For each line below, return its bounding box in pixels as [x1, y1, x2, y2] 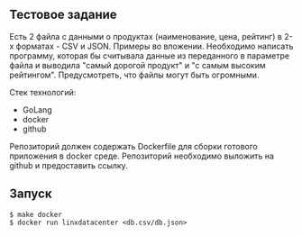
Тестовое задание [9, 7, 117, 23]
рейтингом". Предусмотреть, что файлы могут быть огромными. [9, 69, 260, 80]
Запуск [9, 186, 52, 202]
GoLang [22, 104, 52, 115]
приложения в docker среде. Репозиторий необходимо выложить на [9, 150, 275, 161]
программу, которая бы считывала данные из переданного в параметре [9, 50, 290, 61]
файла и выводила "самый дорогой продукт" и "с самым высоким [9, 59, 266, 70]
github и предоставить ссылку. [9, 159, 128, 170]
